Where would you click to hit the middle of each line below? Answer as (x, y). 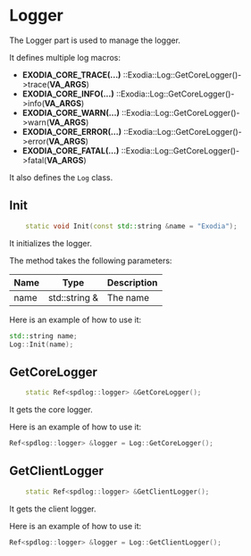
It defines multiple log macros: (65, 57)
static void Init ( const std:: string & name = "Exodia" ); (132, 226)
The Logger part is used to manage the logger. (95, 40)
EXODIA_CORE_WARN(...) (71, 112)
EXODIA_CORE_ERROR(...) (72, 131)
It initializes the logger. (50, 243)
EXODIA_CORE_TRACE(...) (71, 75)
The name (128, 297)
